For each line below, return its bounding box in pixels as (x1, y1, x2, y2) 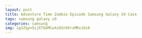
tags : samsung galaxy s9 (5, 16, 57, 21)
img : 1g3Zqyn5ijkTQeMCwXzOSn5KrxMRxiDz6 (5, 26, 91, 31)
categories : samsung (5, 21, 48, 26)
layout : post (5, 7, 32, 12)
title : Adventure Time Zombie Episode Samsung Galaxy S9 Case (5, 12, 137, 17)
